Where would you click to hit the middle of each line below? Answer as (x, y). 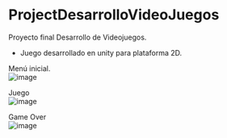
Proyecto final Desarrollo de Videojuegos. (78, 37)
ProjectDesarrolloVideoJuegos (114, 15)
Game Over (27, 117)
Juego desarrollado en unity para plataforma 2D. (101, 52)
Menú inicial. (29, 68)
